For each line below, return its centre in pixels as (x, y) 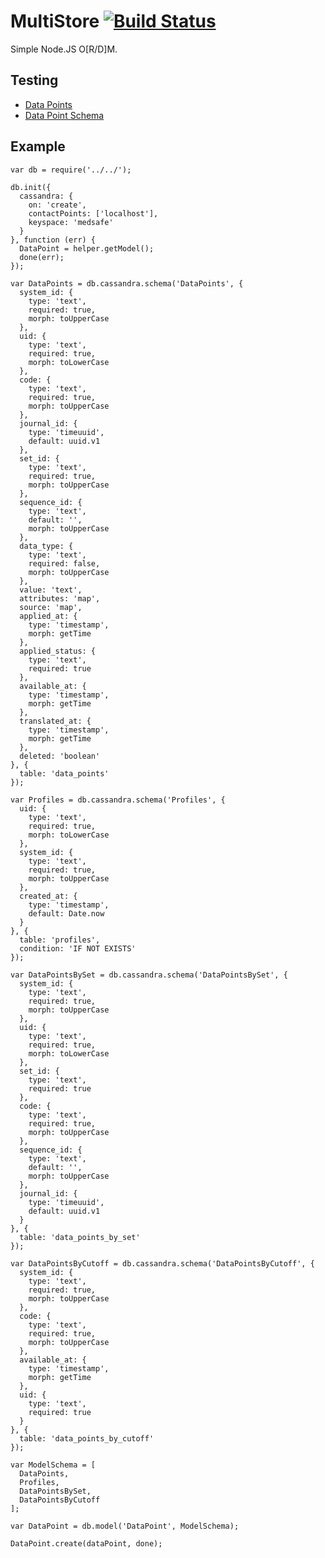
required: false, (64, 563)
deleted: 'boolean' (60, 756)
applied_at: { (48, 616)
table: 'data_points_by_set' (80, 1237)
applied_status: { (58, 651)
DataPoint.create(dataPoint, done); (86, 1543)
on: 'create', (57, 205)
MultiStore (55, 21)
